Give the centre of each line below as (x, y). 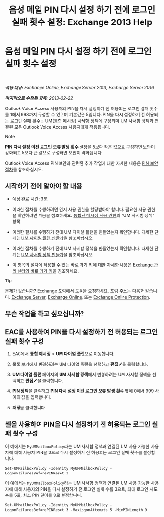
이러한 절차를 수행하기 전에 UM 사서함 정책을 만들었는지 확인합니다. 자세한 (83, 248)
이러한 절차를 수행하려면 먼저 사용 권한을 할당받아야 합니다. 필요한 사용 (79, 209)
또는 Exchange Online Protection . (117, 297)
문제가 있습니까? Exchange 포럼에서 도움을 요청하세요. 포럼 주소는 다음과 (75, 291)
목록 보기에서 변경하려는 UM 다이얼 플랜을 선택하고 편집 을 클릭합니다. (80, 364)
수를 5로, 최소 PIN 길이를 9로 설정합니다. (44, 495)
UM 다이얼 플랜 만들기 (42, 238)
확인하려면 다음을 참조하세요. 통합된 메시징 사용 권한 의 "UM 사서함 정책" (86, 215)
